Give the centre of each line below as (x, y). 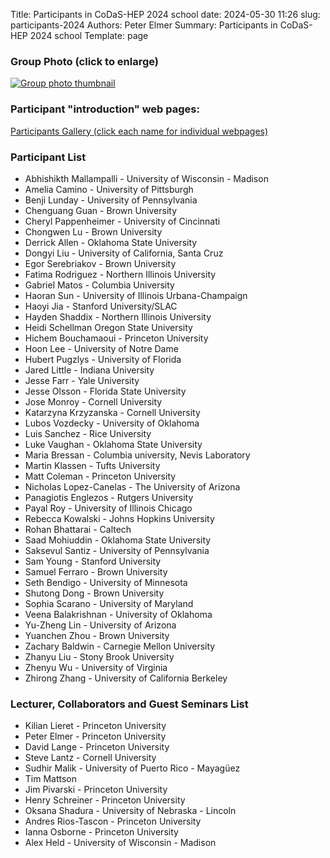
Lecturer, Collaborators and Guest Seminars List (129, 704)
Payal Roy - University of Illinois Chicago (108, 508)
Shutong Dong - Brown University (94, 593)
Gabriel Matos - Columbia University (99, 285)
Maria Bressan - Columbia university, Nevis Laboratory (137, 455)
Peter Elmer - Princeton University (95, 736)
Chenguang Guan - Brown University (101, 210)
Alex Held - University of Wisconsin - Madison (120, 843)
